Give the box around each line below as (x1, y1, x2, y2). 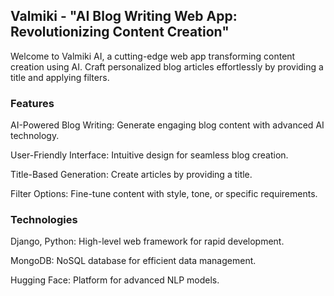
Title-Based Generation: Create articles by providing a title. (10, 169, 253, 181)
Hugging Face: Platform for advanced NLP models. (10, 274, 220, 286)
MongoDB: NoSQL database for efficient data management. (10, 255, 257, 267)
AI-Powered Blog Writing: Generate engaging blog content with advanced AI (10, 119, 325, 131)
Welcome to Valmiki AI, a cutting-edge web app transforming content (10, 50, 296, 62)
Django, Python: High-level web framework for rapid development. (10, 235, 285, 248)
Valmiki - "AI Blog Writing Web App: (10, 8, 238, 25)
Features (10, 96, 55, 110)
